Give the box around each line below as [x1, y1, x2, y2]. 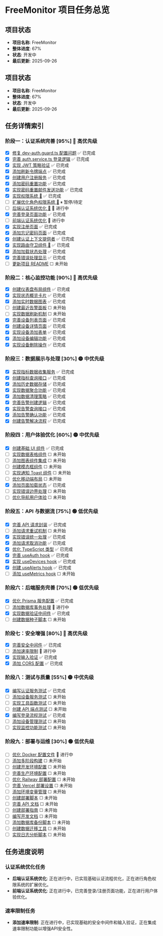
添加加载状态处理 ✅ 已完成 [12, 248, 66, 254]
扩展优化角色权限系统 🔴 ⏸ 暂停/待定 [12, 199, 83, 205]
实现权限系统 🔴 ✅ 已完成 [12, 193, 61, 199]
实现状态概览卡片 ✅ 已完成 [12, 293, 66, 299]
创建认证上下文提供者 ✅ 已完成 [12, 236, 74, 242]
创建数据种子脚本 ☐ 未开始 [12, 616, 66, 622]
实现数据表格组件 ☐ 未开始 [12, 451, 66, 457]
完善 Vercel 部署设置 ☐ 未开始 [12, 782, 72, 788]
